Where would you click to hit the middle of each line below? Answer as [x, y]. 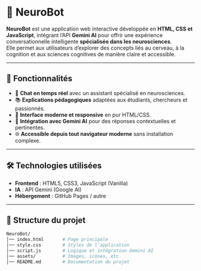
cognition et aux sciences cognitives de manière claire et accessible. [91, 54]
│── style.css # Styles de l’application [68, 245]
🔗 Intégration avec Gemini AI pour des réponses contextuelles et [95, 121]
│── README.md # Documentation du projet [68, 262]
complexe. [28, 141]
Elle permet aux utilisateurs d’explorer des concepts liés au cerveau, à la [95, 48]
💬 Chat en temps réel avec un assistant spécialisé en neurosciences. [100, 93]
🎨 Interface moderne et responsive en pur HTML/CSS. [83, 115]
